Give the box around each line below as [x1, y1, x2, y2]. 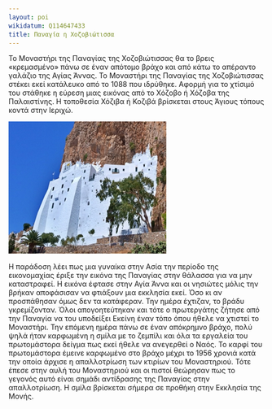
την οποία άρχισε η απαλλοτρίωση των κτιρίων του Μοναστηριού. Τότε [8, 357, 251, 367]
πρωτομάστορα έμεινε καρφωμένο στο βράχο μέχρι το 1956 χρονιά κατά [8, 348, 257, 358]
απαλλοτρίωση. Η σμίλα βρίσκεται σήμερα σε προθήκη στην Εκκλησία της [8, 383, 262, 393]
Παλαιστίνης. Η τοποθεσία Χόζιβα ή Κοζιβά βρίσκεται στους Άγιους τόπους [8, 97, 265, 107]
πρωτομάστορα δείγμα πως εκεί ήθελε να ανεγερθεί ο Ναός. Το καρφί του [8, 340, 263, 350]
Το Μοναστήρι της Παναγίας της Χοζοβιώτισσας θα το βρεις [8, 54, 215, 63]
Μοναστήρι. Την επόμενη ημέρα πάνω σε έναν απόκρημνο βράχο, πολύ [8, 322, 252, 333]
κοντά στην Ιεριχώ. [8, 106, 73, 115]
